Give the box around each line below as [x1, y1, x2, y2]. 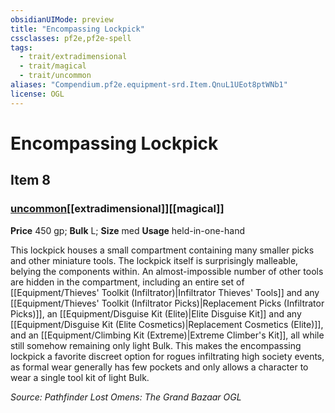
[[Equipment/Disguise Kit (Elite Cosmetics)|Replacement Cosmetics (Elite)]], [10, 318, 324, 330]
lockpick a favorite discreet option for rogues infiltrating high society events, [10, 350, 325, 362]
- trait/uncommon [19, 71, 92, 81]
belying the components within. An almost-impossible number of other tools [10, 265, 324, 277]
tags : [10, 42, 33, 53]
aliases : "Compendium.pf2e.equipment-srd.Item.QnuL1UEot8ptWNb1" [10, 80, 288, 90]
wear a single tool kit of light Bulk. [10, 371, 150, 383]
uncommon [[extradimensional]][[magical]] [10, 202, 225, 216]
